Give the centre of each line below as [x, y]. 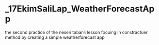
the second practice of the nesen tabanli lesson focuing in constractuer [76, 32]
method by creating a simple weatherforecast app [55, 37]
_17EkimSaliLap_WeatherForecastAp [80, 9]
